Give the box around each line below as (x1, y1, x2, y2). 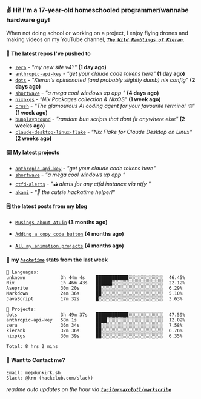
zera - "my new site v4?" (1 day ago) (15, 63, 107, 70)
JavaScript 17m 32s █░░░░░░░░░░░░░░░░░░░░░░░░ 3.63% (6, 296, 183, 302)
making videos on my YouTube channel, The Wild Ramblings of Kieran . (6, 36, 185, 43)
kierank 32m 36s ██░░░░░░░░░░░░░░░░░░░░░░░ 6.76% (6, 327, 183, 334)
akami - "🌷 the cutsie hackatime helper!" (15, 188, 116, 196)
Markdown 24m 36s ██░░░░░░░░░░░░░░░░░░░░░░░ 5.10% (6, 290, 183, 297)
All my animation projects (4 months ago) (15, 242, 124, 249)
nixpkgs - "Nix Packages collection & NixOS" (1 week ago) (15, 95, 161, 102)
